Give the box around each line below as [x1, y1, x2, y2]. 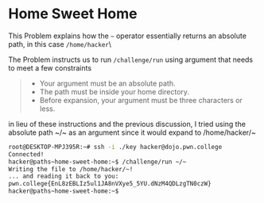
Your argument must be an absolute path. [39, 79, 176, 88]
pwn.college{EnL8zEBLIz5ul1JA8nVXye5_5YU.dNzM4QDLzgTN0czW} [8, 180, 212, 188]
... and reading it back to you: [8, 172, 119, 181]
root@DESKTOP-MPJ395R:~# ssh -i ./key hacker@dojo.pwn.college [8, 143, 223, 151]
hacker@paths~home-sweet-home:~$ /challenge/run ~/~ [8, 158, 187, 166]
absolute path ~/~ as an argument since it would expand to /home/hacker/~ [8, 128, 256, 137]
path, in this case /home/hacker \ [8, 39, 112, 48]
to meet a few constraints [8, 63, 92, 72]
